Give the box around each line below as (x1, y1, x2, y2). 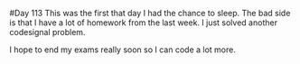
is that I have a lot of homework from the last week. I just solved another (9, 17, 278, 28)
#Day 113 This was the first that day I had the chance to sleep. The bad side (9, 8, 291, 18)
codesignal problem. (9, 27, 86, 37)
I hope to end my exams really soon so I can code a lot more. (9, 44, 237, 55)
